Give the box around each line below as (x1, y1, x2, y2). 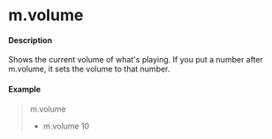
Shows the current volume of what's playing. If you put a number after (8, 55, 264, 65)
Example (8, 84, 42, 94)
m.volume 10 (42, 121, 90, 131)
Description (8, 34, 53, 45)
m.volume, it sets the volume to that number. (8, 63, 170, 75)
